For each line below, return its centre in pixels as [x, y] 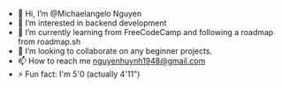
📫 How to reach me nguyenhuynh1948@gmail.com [111, 61]
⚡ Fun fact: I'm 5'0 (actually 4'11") [79, 74]
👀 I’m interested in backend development [92, 23]
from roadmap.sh [49, 41]
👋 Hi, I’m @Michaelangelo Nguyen [80, 14]
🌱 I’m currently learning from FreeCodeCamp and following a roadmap [145, 32]
